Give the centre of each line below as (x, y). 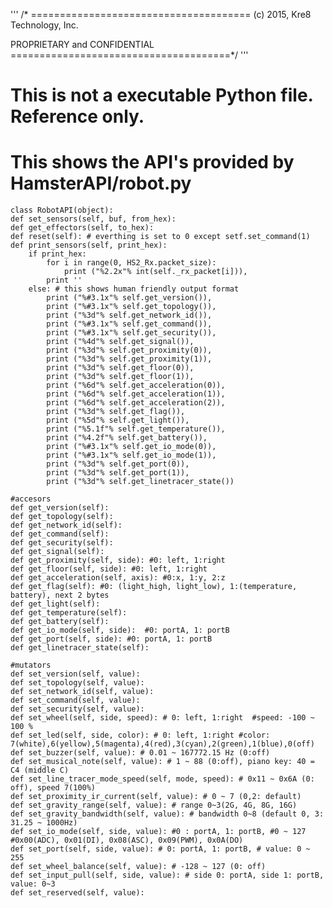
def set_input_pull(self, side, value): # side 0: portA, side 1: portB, (167, 875)
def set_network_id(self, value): (82, 692)
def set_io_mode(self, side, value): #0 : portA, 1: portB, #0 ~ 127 (158, 832)
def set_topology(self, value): (77, 683)
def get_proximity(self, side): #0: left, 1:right (118, 560)
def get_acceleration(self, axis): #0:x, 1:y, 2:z (118, 578)
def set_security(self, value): (77, 709)
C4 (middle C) (40, 770)
